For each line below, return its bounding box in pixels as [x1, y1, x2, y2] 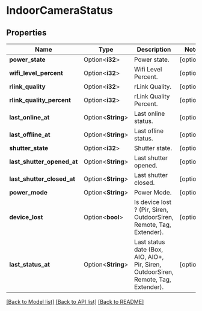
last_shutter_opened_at [9, 157, 78, 166]
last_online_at [9, 113, 50, 121]
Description [136, 46, 171, 53]
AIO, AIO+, [134, 253, 164, 261]
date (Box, [134, 246, 164, 253]
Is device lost [134, 198, 171, 206]
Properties [6, 28, 47, 38]
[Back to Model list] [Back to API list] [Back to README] [6, 298, 144, 305]
